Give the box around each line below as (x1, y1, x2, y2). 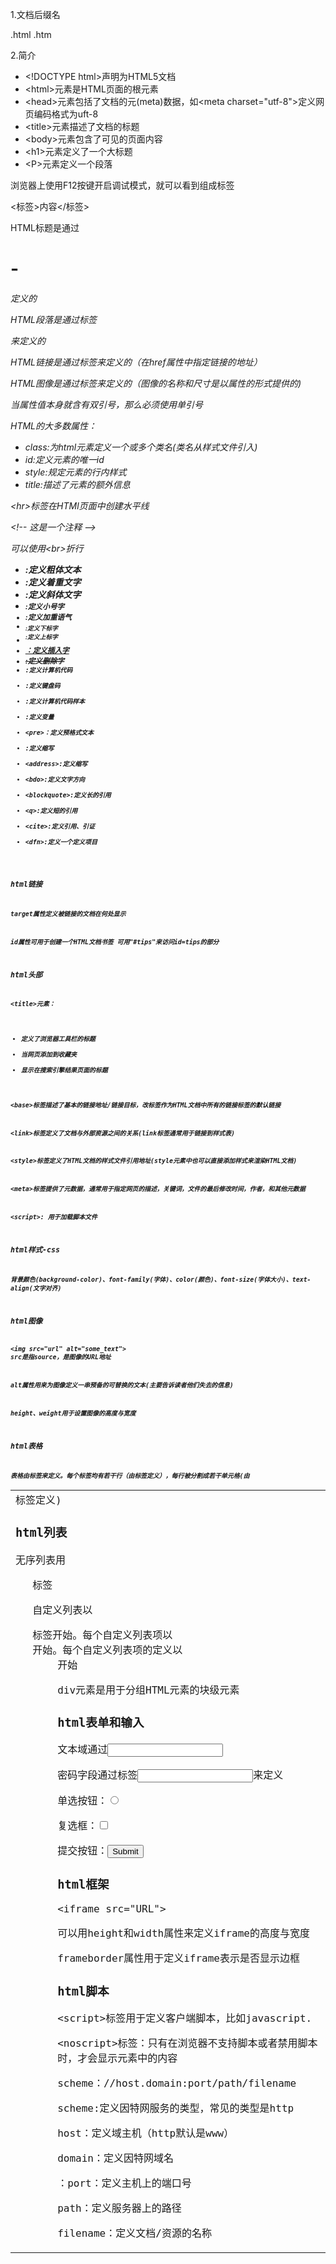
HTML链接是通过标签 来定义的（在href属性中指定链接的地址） (10, 356, 263, 368)
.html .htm (10, 29, 52, 40)
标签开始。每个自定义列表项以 (32, 1628, 173, 1642)
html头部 (10, 969, 43, 980)
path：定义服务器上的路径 (57, 2202, 182, 2215)
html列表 (15, 1525, 68, 1540)
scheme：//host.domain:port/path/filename (57, 2077, 297, 2090)
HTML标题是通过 (10, 222, 80, 233)
